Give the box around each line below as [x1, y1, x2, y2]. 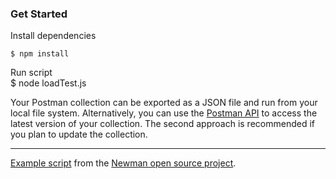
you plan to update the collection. [10, 128, 148, 141]
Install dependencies [10, 30, 97, 42]
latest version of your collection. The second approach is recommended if [10, 118, 315, 130]
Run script [10, 67, 53, 79]
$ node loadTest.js [10, 77, 87, 89]
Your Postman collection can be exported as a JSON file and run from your [10, 97, 318, 109]
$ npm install [10, 49, 70, 59]
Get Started [10, 7, 68, 21]
